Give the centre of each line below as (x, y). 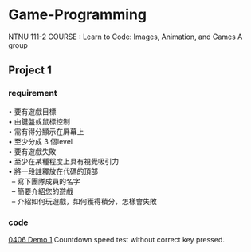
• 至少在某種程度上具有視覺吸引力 (64, 161)
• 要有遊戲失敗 (32, 151)
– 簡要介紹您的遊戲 (42, 191)
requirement (33, 93)
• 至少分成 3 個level (41, 141)
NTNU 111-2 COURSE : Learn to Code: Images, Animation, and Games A (125, 37)
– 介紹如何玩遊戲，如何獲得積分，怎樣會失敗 (84, 201)
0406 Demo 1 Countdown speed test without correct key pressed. (117, 239)
